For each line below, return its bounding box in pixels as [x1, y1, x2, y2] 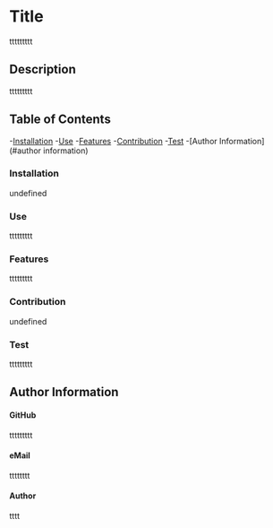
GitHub [9, 410, 37, 420]
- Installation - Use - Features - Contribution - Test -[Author [9, 135, 218, 146]
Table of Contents [9, 112, 112, 127]
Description [9, 62, 76, 77]
